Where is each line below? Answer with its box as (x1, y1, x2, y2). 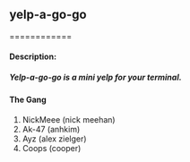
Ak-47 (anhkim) (22, 124, 81, 134)
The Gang (9, 94, 47, 106)
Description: (9, 51, 56, 62)
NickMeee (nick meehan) (22, 114, 116, 124)
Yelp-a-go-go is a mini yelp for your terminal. (9, 72, 182, 82)
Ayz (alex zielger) (22, 133, 87, 144)
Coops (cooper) (22, 142, 82, 153)
